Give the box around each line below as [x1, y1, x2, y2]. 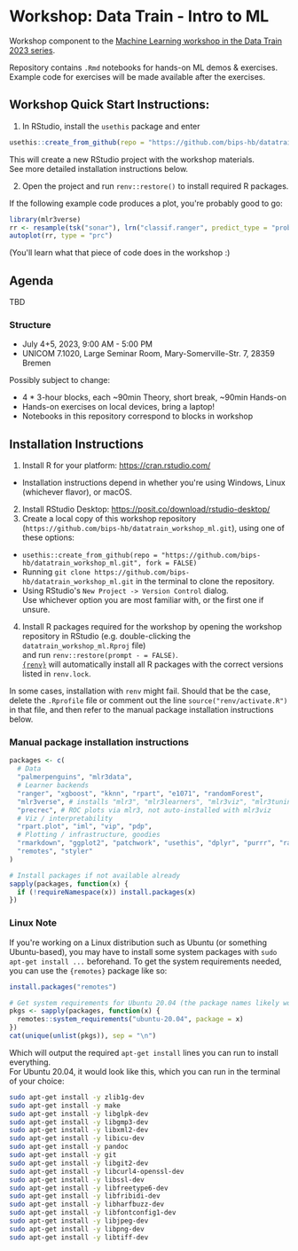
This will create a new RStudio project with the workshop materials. [9, 153, 255, 165]
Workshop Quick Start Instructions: [9, 98, 210, 113]
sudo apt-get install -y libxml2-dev [9, 1126, 149, 1135]
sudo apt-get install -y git [9, 1151, 117, 1160]
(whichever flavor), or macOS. [21, 487, 133, 497]
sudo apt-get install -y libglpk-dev [9, 1109, 149, 1118]
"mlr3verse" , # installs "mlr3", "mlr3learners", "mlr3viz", [17, 797, 248, 806]
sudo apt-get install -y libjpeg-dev [9, 1216, 149, 1225]
